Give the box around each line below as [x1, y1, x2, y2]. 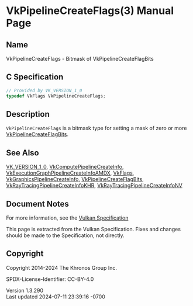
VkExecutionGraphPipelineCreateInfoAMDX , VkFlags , [6, 169, 135, 176]
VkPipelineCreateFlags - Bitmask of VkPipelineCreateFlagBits [6, 55, 154, 62]
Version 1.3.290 [6, 287, 44, 294]
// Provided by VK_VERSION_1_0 [6, 88, 82, 93]
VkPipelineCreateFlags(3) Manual [6, 4, 174, 18]
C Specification [6, 72, 64, 82]
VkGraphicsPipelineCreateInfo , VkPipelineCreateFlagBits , [6, 176, 144, 183]
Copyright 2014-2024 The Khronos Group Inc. [6, 264, 117, 271]
